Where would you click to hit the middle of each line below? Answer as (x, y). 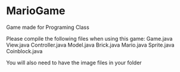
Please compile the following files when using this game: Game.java (89, 38)
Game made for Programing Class (48, 27)
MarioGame (36, 11)
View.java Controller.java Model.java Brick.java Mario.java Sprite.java (90, 45)
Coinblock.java (24, 51)
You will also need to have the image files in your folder (74, 63)
